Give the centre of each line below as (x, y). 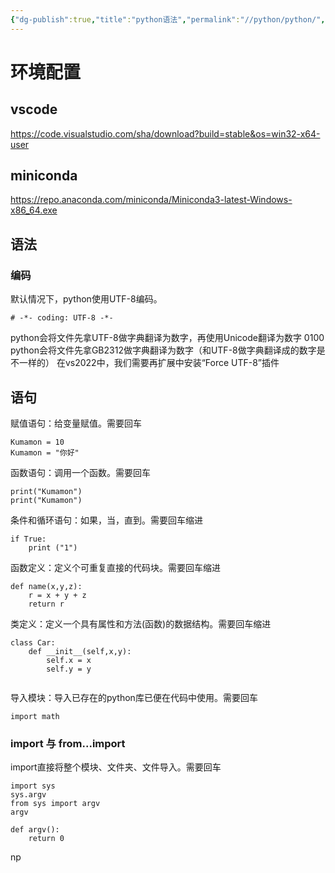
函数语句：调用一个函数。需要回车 (80, 472)
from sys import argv (55, 804)
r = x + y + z (57, 595)
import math (35, 716)
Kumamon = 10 (37, 442)
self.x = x (69, 660)
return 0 (46, 839)
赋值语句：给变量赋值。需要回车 (76, 423)
